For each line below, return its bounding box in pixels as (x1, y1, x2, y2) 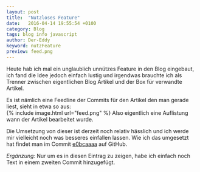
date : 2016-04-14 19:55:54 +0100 (6, 20, 97, 26)
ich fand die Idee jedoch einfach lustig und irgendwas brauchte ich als (6, 71, 182, 79)
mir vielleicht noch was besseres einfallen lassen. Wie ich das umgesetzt (6, 134, 189, 141)
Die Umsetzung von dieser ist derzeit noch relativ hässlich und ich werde (6, 127, 190, 134)
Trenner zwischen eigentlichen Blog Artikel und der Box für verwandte (6, 78, 182, 85)
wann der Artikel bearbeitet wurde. (6, 115, 94, 123)
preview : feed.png (6, 49, 53, 55)
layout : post (6, 9, 40, 15)
